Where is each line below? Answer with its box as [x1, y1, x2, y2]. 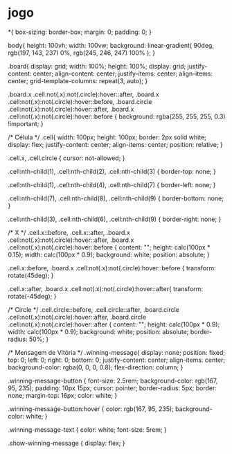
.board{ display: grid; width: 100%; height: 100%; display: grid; [8, 62, 186, 70]
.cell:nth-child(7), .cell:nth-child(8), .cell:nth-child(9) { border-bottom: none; [8, 194, 224, 202]
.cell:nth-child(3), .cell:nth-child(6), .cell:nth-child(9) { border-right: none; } [8, 215, 222, 223]
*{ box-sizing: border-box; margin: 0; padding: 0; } [8, 28, 152, 36]
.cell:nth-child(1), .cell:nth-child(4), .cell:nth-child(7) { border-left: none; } [8, 180, 216, 189]
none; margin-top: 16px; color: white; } [8, 391, 118, 399]
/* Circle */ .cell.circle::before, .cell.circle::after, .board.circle [8, 305, 179, 313]
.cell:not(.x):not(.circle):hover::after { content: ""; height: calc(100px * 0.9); [8, 320, 220, 329]
